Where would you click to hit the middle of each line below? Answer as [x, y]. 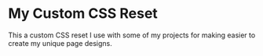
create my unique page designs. [60, 43]
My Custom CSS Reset [83, 14]
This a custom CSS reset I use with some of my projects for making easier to [132, 35]
